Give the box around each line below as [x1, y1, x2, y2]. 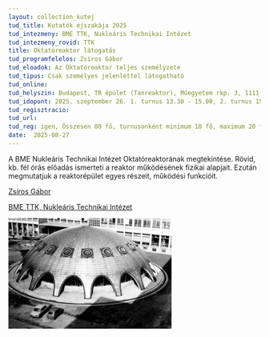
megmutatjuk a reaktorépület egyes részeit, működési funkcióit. [8, 171, 219, 180]
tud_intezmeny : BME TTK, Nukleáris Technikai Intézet [8, 30, 192, 38]
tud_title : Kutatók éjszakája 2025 [8, 21, 127, 30]
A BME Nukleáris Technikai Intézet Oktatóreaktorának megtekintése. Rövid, [8, 154, 256, 163]
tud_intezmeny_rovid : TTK [8, 38, 94, 46]
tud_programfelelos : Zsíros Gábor [8, 55, 124, 63]
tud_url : [8, 114, 38, 122]
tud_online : [8, 80, 48, 88]
